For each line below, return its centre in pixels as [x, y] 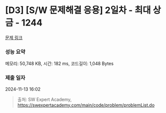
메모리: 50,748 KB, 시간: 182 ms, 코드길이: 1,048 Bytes [59, 63]
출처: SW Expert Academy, [44, 99]
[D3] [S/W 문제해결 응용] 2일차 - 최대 [78, 10]
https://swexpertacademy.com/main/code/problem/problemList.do [86, 105]
